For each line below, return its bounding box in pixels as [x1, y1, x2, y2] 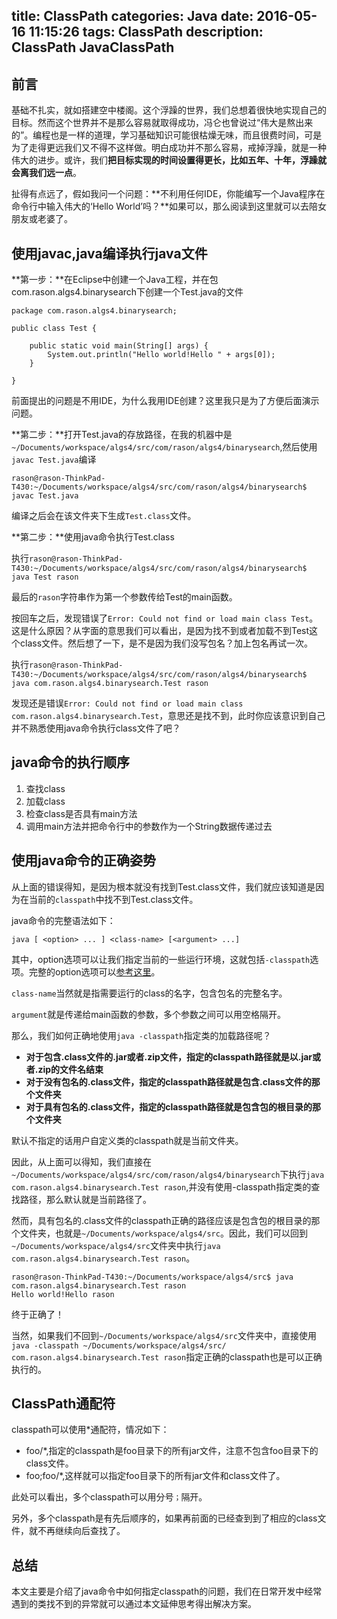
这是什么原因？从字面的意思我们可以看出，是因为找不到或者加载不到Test [11, 625, 310, 637]
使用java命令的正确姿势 [11, 852, 157, 869]
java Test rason [11, 572, 79, 583]
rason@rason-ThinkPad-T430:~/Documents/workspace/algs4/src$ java [11, 1272, 294, 1282]
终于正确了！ [11, 1308, 64, 1320]
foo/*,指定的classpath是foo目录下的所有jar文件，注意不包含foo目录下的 [25, 1445, 319, 1457]
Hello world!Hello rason [11, 1289, 115, 1299]
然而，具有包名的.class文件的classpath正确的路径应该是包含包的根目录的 [11, 1214, 312, 1226]
